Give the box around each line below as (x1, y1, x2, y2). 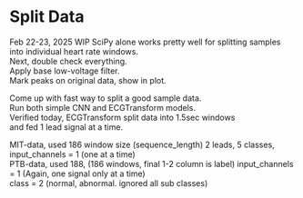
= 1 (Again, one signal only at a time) (9, 168, 146, 179)
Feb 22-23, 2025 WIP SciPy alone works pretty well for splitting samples (9, 36, 281, 47)
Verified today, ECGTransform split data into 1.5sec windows (9, 112, 236, 123)
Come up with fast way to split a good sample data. (9, 93, 202, 104)
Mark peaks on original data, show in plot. (9, 74, 167, 85)
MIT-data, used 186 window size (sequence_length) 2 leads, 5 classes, (9, 139, 275, 150)
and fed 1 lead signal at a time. (9, 121, 124, 133)
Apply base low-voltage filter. (9, 65, 120, 76)
